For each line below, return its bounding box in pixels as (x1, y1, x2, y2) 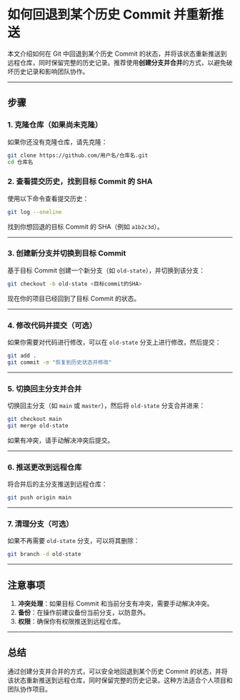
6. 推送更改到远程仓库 (7, 462, 82, 472)
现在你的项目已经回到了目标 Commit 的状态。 (7, 294, 141, 303)
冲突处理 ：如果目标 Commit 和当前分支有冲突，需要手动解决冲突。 (17, 599, 214, 607)
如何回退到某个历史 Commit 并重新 (7, 6, 212, 23)
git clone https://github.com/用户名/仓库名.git (7, 151, 149, 159)
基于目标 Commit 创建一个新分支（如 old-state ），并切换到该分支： (7, 265, 206, 275)
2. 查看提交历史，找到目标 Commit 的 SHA (7, 176, 153, 186)
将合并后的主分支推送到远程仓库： (7, 480, 108, 489)
